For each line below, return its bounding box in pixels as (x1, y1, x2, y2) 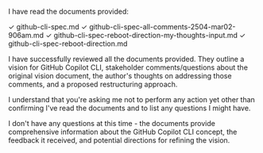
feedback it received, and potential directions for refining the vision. (8, 136, 230, 145)
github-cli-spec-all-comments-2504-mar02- (88, 22, 236, 31)
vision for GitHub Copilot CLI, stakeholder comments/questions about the (8, 63, 249, 72)
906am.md (8, 31, 44, 40)
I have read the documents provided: (8, 7, 130, 16)
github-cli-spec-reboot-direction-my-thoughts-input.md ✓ (53, 31, 246, 40)
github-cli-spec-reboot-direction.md (8, 39, 128, 48)
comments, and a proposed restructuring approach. (8, 79, 178, 89)
